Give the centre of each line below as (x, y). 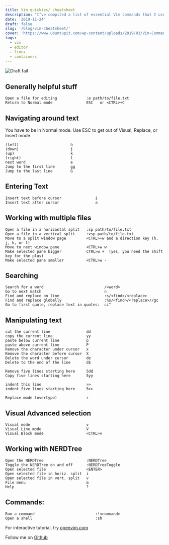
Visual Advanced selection (48, 413)
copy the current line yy (48, 336)
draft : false (19, 24)
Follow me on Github (26, 537)
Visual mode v (47, 425)
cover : (12, 33)
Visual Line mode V (47, 429)
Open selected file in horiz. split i (47, 474)
